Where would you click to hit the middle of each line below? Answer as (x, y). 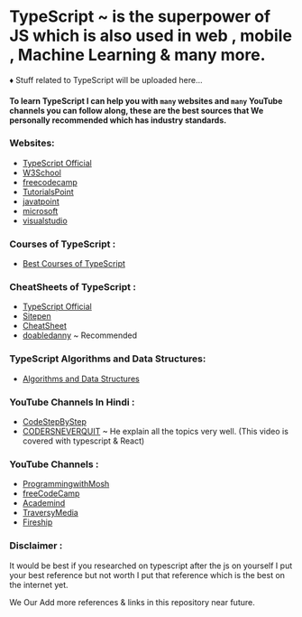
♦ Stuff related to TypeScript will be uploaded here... (106, 79)
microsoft (40, 210)
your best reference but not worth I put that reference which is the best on (147, 575)
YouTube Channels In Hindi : (72, 402)
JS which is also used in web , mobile (151, 36)
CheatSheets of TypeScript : (73, 287)
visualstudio (45, 220)
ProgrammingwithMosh (66, 484)
